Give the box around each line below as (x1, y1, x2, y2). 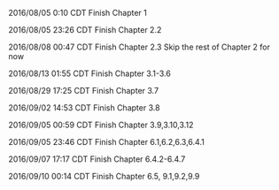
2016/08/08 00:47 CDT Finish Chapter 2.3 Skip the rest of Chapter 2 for (8, 42, 271, 52)
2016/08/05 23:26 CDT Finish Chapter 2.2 (8, 25, 162, 34)
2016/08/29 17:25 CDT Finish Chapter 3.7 (8, 86, 159, 95)
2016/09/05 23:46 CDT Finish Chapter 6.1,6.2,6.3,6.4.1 (8, 137, 205, 147)
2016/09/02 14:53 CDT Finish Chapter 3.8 (8, 103, 160, 113)
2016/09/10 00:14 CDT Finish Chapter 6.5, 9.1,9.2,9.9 (8, 171, 200, 181)
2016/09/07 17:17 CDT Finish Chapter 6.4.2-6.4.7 (8, 154, 186, 164)
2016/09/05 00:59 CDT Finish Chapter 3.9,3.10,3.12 (8, 119, 194, 130)
